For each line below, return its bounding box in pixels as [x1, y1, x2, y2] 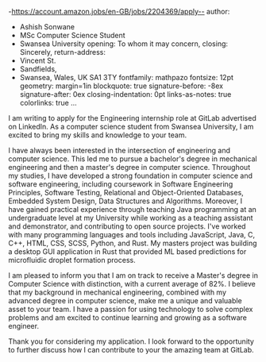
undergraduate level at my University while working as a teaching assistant [8, 214, 253, 222]
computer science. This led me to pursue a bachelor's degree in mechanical [8, 154, 258, 164]
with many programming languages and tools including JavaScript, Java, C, [8, 230, 256, 239]
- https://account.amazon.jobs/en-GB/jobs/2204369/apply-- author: [8, 7, 230, 16]
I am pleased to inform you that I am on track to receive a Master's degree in [8, 271, 258, 280]
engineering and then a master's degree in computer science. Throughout [8, 163, 251, 171]
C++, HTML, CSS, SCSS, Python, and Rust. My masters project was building [8, 238, 257, 248]
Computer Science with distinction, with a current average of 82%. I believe [8, 279, 256, 288]
